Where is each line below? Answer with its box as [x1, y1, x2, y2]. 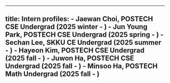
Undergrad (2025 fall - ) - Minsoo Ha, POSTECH [5, 62, 158, 70]
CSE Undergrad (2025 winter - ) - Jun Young [5, 23, 148, 31]
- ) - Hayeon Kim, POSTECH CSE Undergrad [5, 46, 145, 55]
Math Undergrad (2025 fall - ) [5, 70, 100, 78]
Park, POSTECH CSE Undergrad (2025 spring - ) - [5, 31, 164, 39]
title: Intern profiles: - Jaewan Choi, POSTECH [5, 15, 153, 23]
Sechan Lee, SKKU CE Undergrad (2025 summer [5, 38, 161, 47]
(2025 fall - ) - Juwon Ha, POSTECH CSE [5, 54, 134, 63]
